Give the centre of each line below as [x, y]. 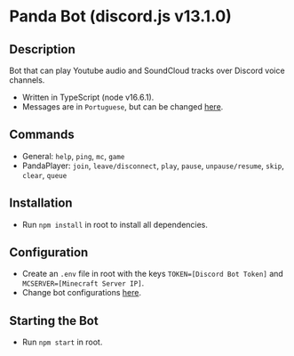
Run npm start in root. [62, 342]
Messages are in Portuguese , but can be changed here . [123, 107]
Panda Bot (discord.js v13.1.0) [121, 16]
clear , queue [44, 174]
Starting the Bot [54, 321]
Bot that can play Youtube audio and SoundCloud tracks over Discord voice [147, 70]
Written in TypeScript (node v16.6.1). [88, 97]
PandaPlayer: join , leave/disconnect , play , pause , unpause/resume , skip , [153, 166]
